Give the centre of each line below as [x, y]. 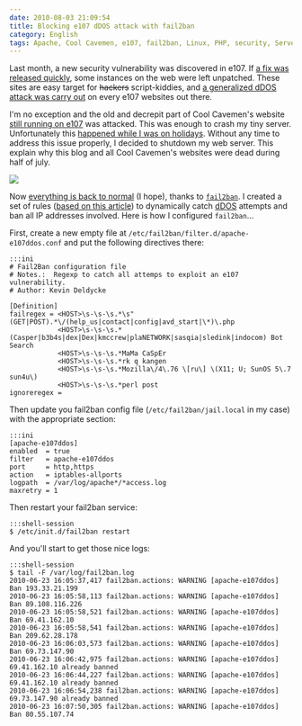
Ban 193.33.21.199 [44, 589]
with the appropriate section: [63, 419]
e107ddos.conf [36, 244]
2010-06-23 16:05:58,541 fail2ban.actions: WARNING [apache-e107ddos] [144, 628]
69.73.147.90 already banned [64, 699]
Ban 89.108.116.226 [46, 605]
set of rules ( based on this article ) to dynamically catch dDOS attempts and [148, 206]
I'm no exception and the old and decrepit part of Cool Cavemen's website [147, 114]
